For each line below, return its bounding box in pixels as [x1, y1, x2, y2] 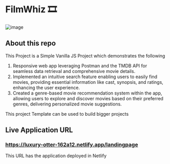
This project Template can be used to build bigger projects [5, 111, 129, 117]
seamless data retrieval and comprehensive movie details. [12, 68, 136, 74]
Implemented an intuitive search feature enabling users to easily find [12, 74, 158, 80]
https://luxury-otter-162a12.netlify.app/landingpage [5, 141, 138, 149]
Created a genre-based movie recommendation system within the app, [12, 90, 162, 96]
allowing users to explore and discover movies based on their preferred [12, 95, 164, 101]
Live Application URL [5, 126, 73, 135]
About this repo [5, 39, 56, 48]
